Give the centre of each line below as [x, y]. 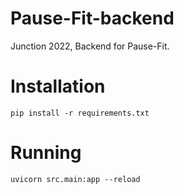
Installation [58, 86]
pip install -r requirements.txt [80, 113]
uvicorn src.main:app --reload [75, 179]
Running [46, 153]
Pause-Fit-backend [92, 18]
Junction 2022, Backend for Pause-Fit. [90, 46]
